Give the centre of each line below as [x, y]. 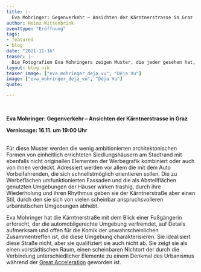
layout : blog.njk [28, 68]
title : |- [19, 12]
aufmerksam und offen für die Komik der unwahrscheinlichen [82, 230]
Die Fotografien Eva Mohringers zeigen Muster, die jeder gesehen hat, [104, 62]
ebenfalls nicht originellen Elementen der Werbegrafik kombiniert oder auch [101, 161]
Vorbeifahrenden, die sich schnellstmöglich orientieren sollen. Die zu [92, 174]
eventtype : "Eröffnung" [36, 29]
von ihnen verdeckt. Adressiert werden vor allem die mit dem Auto [88, 167]
